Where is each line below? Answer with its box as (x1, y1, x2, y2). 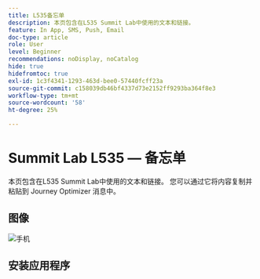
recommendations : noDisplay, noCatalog (8, 56, 139, 63)
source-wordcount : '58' (8, 99, 86, 107)
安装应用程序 (8, 259, 71, 273)
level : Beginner (8, 48, 61, 56)
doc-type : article (8, 33, 68, 42)
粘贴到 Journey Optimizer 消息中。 (8, 186, 120, 196)
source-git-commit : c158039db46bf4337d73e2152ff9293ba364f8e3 (8, 84, 216, 92)
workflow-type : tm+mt (8, 92, 79, 100)
